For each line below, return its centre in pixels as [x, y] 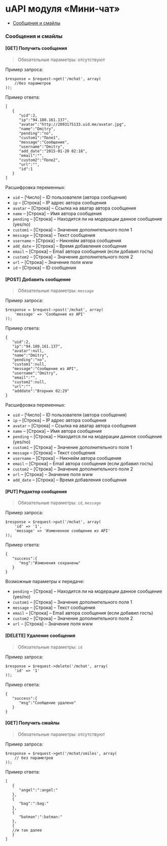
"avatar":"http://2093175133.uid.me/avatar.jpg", [72, 125]
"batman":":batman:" [40, 817]
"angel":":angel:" [38, 790]
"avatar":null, [28, 351]
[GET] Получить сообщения [36, 48]
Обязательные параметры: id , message [59, 503]
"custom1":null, [29, 364]
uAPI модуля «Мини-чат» [63, 9]
